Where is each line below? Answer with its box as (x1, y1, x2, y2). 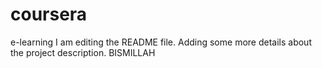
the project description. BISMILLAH (10, 46, 156, 58)
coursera (10, 3, 88, 26)
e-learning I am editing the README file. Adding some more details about (10, 36, 312, 48)
